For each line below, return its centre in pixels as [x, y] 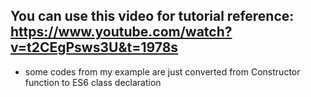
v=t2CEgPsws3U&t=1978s [94, 47]
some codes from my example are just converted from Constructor [162, 71]
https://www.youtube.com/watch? [121, 32]
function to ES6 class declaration [93, 82]
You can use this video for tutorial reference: [152, 16]
